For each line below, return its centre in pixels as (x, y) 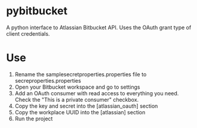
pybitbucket (37, 11)
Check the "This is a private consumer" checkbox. (77, 99)
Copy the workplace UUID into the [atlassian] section (80, 112)
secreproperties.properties (48, 80)
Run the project (34, 118)
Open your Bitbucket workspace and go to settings (77, 87)
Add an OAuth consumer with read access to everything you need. (97, 93)
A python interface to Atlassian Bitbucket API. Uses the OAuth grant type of (99, 27)
